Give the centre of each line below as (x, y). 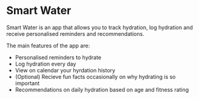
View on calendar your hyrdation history (65, 70)
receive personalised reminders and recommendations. (75, 33)
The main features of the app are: (48, 46)
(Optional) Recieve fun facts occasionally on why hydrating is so (95, 77)
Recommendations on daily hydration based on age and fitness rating (102, 89)
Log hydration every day (46, 64)
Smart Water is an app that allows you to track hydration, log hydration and (99, 27)
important (27, 83)
